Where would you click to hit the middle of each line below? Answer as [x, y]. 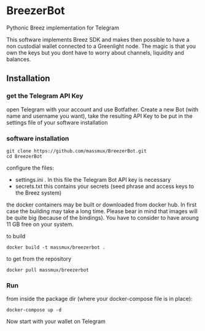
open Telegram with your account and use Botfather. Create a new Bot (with [102, 109]
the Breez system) [38, 193]
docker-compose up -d [34, 310]
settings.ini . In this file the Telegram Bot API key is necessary [93, 179]
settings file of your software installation [57, 122]
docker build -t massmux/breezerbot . [56, 247]
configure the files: [30, 168]
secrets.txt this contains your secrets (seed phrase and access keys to [105, 186]
